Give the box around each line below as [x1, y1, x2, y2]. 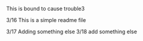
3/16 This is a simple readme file [6, 17, 86, 23]
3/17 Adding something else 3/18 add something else [6, 28, 137, 35]
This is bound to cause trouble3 [6, 5, 85, 12]
